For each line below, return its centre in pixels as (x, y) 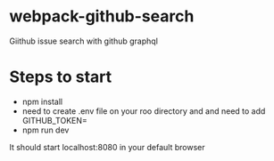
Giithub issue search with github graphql (84, 41)
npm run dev (46, 130)
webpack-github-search (102, 16)
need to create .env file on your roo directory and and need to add (144, 111)
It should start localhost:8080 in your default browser (107, 147)
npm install (42, 101)
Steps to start (61, 77)
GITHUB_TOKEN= (54, 120)
